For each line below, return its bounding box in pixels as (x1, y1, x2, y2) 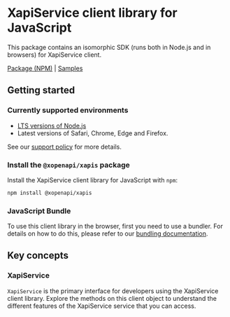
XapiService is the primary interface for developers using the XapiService (7, 286, 219, 295)
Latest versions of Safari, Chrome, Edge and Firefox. (17, 128, 168, 137)
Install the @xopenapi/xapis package (7, 160, 131, 170)
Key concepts (7, 250, 69, 262)
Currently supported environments (7, 105, 129, 115)
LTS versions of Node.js (17, 121, 87, 130)
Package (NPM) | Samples (7, 64, 83, 72)
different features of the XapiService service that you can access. (7, 302, 196, 310)
